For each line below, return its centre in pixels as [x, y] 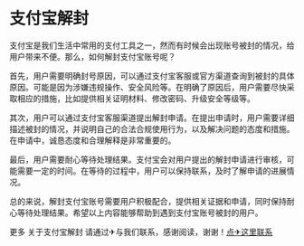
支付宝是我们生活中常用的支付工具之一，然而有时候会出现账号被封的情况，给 [152, 45]
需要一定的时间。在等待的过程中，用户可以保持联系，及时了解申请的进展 [152, 170]
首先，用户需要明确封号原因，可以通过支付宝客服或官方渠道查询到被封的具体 [152, 76]
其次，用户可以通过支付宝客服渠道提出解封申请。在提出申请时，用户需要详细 [152, 118]
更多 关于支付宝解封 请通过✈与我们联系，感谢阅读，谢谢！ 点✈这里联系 [141, 232]
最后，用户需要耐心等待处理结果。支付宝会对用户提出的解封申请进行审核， [148, 159]
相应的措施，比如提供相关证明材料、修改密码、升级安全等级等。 [136, 98]
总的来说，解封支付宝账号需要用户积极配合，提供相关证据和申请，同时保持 [148, 201]
